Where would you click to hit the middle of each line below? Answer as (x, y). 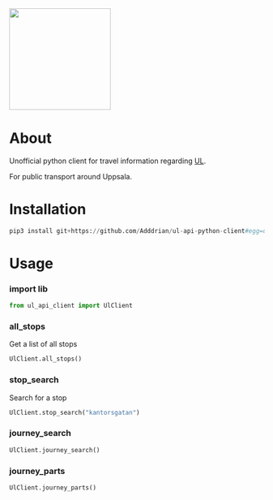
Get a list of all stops (43, 344)
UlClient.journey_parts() (53, 487)
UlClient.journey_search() (55, 450)
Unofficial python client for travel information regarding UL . (108, 161)
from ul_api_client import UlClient (71, 306)
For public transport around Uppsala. (71, 176)
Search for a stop (38, 398)
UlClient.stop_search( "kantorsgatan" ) (75, 412)
